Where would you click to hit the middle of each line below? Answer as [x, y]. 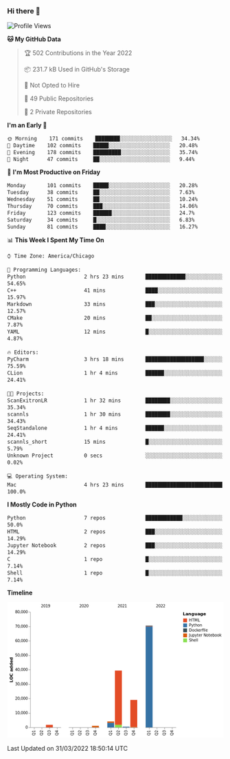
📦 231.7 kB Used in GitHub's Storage [77, 70]
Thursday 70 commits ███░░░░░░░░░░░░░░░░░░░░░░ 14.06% [102, 206]
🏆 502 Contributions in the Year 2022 [78, 53]
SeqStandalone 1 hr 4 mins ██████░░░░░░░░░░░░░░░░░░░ [115, 428]
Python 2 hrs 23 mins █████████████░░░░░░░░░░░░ [115, 277]
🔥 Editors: [23, 353]
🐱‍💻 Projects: [26, 394]
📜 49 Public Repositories [59, 98]
